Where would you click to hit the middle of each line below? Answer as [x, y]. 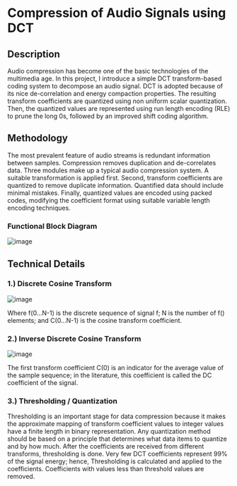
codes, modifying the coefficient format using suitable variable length [109, 200]
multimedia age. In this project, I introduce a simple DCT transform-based [115, 78]
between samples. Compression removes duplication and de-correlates [112, 162]
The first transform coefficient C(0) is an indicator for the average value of [116, 368]
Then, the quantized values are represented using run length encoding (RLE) [119, 108]
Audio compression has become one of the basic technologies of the [108, 71]
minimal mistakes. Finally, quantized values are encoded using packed [110, 193]
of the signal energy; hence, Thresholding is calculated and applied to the [115, 461]
